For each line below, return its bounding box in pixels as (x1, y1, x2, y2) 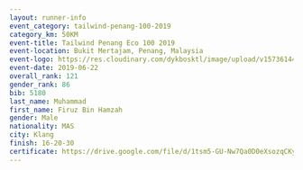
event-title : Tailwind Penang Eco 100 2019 (9, 38, 176, 48)
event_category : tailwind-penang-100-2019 (9, 22, 171, 31)
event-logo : (9, 55, 54, 64)
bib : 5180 (9, 88, 47, 97)
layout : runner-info (9, 13, 87, 22)
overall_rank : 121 (9, 72, 78, 81)
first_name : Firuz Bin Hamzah (9, 105, 124, 114)
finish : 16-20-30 (9, 139, 75, 148)
